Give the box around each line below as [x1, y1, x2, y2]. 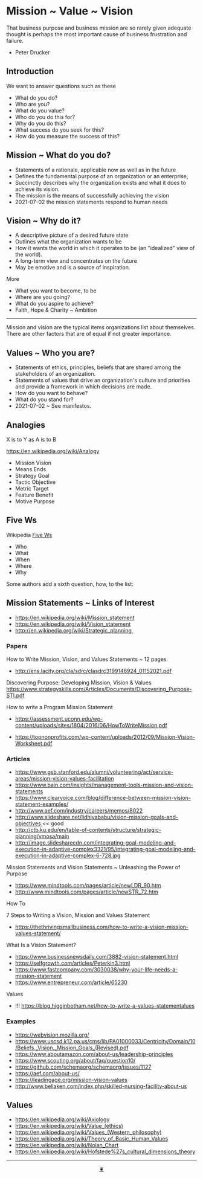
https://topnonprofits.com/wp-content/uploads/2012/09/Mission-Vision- [14, 733, 195, 741]
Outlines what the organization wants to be [14, 238, 122, 245]
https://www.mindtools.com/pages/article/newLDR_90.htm [14, 882, 161, 889]
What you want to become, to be [14, 287, 97, 294]
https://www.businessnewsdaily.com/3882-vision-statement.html [14, 953, 179, 961]
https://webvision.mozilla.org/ [14, 1031, 89, 1038]
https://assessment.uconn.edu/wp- [14, 715, 103, 723]
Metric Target [14, 485, 50, 492]
